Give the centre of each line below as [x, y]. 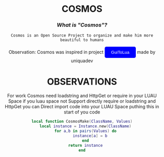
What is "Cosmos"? [82, 25]
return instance [86, 145]
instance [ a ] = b [90, 136]
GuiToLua [120, 53]
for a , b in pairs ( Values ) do [86, 131]
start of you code [82, 112]
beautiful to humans [82, 40]
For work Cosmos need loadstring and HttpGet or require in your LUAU [82, 96]
